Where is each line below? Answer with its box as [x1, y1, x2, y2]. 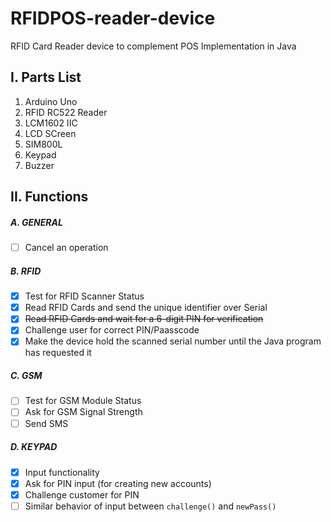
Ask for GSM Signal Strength [24, 406, 143, 418]
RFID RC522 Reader [24, 106, 108, 118]
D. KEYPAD [10, 441, 58, 453]
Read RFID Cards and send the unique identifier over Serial [24, 302, 268, 314]
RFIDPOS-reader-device [10, 7, 216, 30]
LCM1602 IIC [24, 117, 78, 129]
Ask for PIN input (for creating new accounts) [24, 477, 212, 489]
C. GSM [10, 370, 43, 382]
